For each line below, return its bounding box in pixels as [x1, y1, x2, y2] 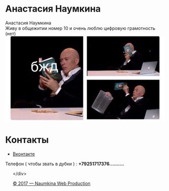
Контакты [5, 134, 49, 145]
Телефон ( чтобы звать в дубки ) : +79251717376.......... [5, 161, 124, 167]
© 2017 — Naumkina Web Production [12, 180, 91, 186]
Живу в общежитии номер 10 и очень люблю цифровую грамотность [5, 25, 156, 31]
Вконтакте [12, 150, 35, 157]
